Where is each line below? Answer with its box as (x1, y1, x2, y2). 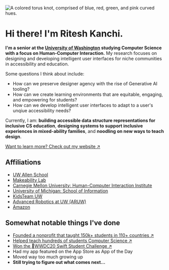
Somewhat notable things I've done (5, 219, 121, 227)
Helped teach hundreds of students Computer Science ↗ (12, 238, 132, 244)
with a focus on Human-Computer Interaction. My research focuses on (5, 50, 157, 56)
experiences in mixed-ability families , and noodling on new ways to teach (5, 128, 164, 134)
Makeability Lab (12, 177, 46, 183)
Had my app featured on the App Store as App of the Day (12, 248, 133, 254)
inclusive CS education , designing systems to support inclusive (5, 122, 144, 129)
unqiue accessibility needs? (12, 107, 71, 114)
